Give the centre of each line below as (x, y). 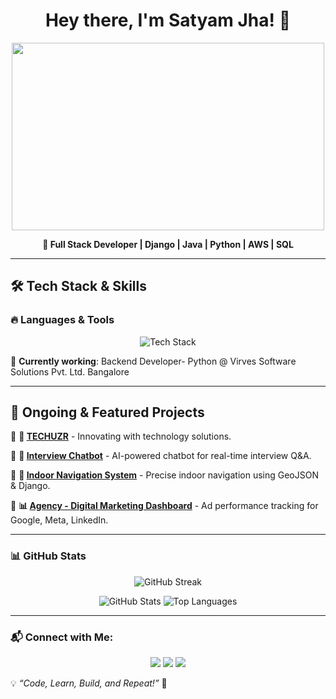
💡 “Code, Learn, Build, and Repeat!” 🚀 (89, 683)
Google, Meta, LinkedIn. (59, 520)
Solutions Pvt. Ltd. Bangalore (70, 371)
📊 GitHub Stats (48, 556)
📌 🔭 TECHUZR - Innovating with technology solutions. (121, 436)
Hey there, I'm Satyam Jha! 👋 (168, 20)
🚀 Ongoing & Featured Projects (107, 412)
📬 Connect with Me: (62, 637)
